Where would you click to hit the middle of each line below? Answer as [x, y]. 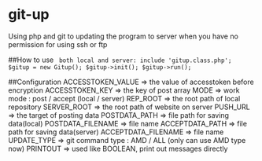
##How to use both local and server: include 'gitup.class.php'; [120, 60]
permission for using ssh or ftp [58, 44]
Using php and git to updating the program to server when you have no [123, 36]
